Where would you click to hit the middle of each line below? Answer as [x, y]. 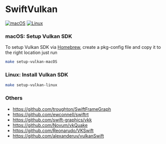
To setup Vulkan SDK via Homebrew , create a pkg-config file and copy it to [83, 47]
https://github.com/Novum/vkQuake [50, 125]
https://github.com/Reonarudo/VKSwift [53, 130]
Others [14, 98]
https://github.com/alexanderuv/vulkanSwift [58, 136]
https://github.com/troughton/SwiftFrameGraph [62, 109]
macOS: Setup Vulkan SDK [39, 36]
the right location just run [31, 53]
